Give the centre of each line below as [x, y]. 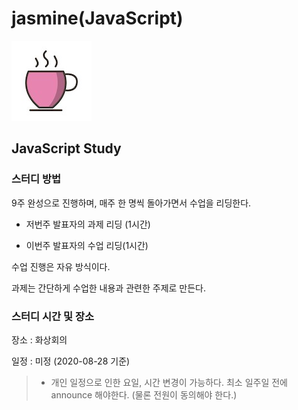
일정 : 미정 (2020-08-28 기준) [71, 361]
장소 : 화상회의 [39, 339]
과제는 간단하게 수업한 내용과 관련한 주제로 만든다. [109, 288]
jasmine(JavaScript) [97, 18]
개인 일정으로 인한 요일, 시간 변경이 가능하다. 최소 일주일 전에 [169, 382]
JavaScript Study [66, 148]
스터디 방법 [36, 179]
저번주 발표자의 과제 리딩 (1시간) [88, 224]
